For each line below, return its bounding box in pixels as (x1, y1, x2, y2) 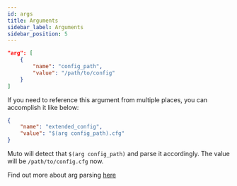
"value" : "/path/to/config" (33, 69, 115, 77)
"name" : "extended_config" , (20, 124, 103, 131)
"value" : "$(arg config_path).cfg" (20, 130, 125, 137)
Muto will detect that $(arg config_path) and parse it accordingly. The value (7, 150, 230, 158)
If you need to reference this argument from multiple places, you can (7, 95, 208, 104)
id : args (7, 10, 33, 18)
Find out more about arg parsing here (7, 171, 117, 179)
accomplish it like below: (7, 103, 79, 111)
